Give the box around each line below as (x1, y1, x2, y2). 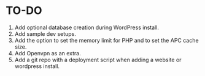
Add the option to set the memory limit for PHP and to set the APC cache (14, 36, 199, 44)
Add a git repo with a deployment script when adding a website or (14, 56, 182, 63)
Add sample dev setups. (14, 30, 76, 37)
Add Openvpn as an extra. (14, 49, 81, 57)
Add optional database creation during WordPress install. (14, 24, 159, 31)
